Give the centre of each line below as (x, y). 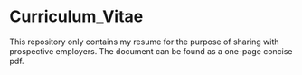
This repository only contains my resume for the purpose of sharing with (144, 42)
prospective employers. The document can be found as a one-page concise (151, 51)
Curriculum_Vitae (76, 17)
